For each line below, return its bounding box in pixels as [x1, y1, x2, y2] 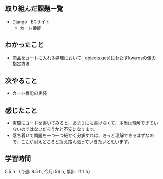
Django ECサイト [12, 19, 50, 25]
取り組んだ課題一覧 [5, 4, 63, 13]
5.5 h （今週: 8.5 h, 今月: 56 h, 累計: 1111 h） [5, 169, 93, 175]
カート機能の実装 [12, 90, 47, 96]
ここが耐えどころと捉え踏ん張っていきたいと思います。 [21, 139, 132, 145]
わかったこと [5, 41, 44, 49]
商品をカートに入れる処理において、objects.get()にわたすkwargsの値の [12, 55, 156, 60]
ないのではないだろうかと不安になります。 [12, 126, 98, 132]
